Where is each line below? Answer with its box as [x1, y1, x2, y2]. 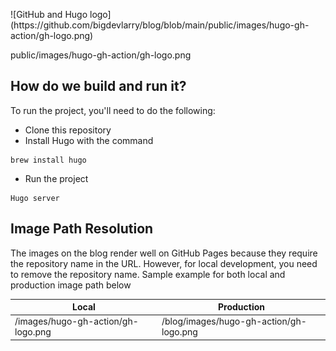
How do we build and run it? [10, 78, 187, 95]
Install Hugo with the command [24, 134, 154, 146]
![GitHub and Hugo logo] [10, 9, 112, 20]
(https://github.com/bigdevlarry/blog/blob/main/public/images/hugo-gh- [10, 19, 310, 31]
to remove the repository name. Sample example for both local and [10, 268, 286, 280]
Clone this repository [24, 124, 112, 136]
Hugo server [10, 193, 60, 203]
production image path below [10, 279, 132, 291]
